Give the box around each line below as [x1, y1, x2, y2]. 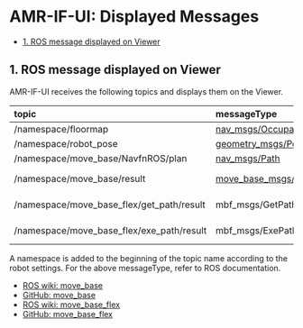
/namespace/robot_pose [14, 137, 119, 150]
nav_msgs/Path [215, 151, 280, 164]
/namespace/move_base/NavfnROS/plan [14, 151, 188, 164]
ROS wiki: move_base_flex [22, 299, 120, 310]
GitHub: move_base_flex [22, 308, 114, 319]
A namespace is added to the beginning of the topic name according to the [9, 252, 289, 263]
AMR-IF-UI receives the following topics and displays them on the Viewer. [9, 86, 284, 96]
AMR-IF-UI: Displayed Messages [9, 6, 260, 27]
